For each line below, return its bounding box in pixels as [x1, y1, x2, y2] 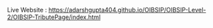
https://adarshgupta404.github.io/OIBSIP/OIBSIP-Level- [48, 6, 206, 14]
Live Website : [7, 6, 47, 14]
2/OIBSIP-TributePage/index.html [7, 13, 101, 21]
